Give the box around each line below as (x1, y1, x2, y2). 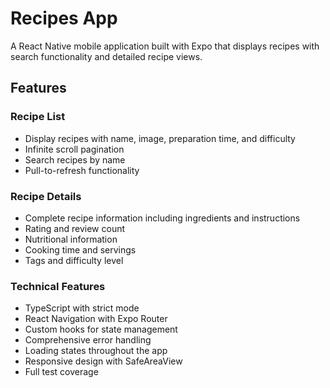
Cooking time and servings (24, 243, 137, 256)
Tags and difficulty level (24, 254, 124, 266)
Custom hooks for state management (24, 323, 178, 336)
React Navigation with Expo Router (24, 313, 168, 325)
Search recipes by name (24, 153, 126, 166)
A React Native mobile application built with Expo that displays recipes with (10, 40, 320, 52)
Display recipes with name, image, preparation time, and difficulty (24, 132, 296, 144)
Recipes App (10, 7, 118, 30)
